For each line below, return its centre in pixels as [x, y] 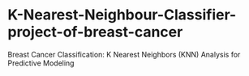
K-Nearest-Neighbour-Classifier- [122, 15]
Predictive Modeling [41, 63]
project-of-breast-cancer [95, 32]
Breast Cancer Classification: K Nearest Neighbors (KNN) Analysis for [124, 54]
